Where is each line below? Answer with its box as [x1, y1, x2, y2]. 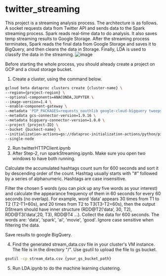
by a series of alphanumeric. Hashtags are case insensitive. [5, 176, 126, 182]
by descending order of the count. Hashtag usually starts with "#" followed [5, 170, 158, 176]
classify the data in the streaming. [5, 51, 74, 57]
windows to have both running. [12, 156, 76, 162]
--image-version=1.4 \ [5, 99, 52, 105]
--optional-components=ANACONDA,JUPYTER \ [5, 95, 94, 100]
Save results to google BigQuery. [5, 232, 72, 238]
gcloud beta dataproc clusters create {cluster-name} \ [5, 85, 123, 90]
